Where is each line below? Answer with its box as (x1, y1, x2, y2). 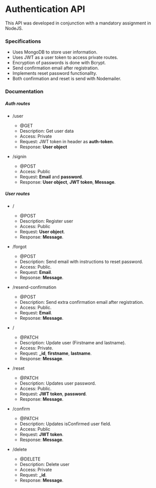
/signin (12, 154, 27, 160)
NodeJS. (5, 25, 23, 31)
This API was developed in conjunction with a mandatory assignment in (5, 20, 152, 26)
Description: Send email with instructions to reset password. (19, 258, 143, 265)
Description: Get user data (19, 128, 74, 134)
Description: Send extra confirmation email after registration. (19, 299, 144, 305)
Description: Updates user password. (19, 380, 96, 386)
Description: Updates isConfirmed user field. (19, 421, 112, 427)
